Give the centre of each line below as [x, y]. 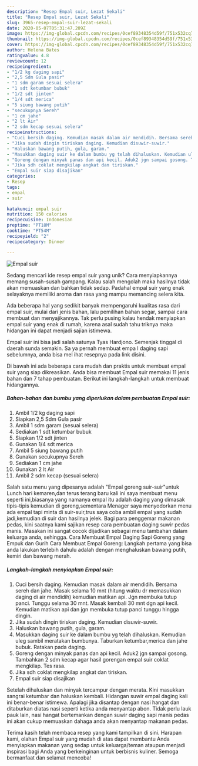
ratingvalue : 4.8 [28, 55]
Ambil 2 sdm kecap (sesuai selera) [57, 476]
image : [15, 34]
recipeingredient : [29, 66]
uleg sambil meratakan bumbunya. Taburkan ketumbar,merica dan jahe [101, 641]
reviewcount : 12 [26, 61]
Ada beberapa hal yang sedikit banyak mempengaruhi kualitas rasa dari [93, 305]
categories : [21, 176]
